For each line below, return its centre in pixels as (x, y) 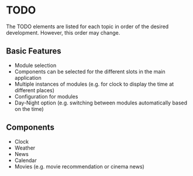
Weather (25, 148)
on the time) (29, 109)
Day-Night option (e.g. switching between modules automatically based (101, 103)
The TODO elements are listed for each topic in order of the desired (87, 26)
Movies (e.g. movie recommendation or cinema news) (79, 166)
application (28, 77)
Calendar (25, 160)
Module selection (35, 65)
